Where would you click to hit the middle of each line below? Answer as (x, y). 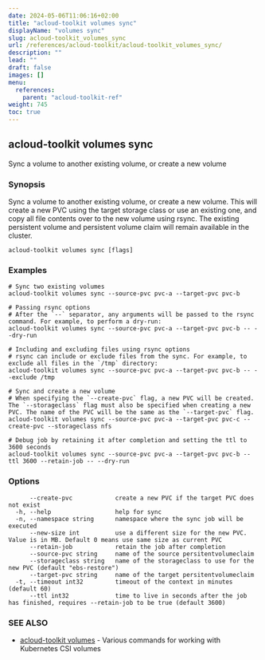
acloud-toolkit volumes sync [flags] (71, 251)
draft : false (30, 68)
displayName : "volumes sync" (57, 30)
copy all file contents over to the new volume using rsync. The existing (124, 219)
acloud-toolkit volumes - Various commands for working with (120, 640)
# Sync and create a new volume (62, 392)
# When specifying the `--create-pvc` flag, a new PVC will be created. (131, 399)
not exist (25, 505)
